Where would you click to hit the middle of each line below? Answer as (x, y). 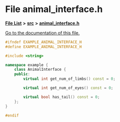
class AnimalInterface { (40, 70)
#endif (12, 115)
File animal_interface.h (54, 9)
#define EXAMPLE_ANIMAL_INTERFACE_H (43, 47)
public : (22, 74)
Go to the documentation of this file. (42, 33)
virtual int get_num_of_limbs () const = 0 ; (69, 79)
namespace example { (27, 65)
